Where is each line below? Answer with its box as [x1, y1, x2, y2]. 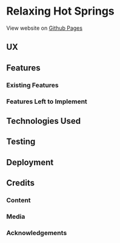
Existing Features [6, 81, 59, 89]
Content [6, 196, 32, 205]
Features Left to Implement [6, 97, 88, 106]
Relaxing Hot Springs [6, 4, 115, 18]
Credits [6, 178, 35, 188]
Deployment [6, 157, 54, 168]
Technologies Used [6, 115, 81, 126]
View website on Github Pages [6, 24, 83, 32]
